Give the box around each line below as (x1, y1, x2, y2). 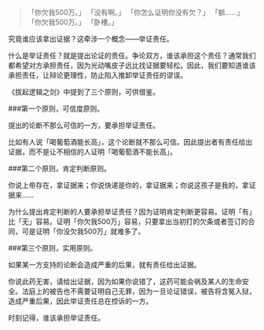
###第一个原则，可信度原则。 (8, 104, 104, 113)
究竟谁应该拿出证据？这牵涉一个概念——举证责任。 (8, 35, 174, 43)
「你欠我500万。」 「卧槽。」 (27, 17, 119, 27)
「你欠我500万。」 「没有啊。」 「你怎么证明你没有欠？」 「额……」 (27, 8, 244, 16)
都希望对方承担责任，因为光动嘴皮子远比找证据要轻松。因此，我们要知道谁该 (8, 60, 256, 70)
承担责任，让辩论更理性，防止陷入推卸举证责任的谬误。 (8, 71, 187, 79)
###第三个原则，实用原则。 (8, 244, 97, 252)
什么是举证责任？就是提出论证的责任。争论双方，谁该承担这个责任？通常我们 (8, 51, 256, 60)
